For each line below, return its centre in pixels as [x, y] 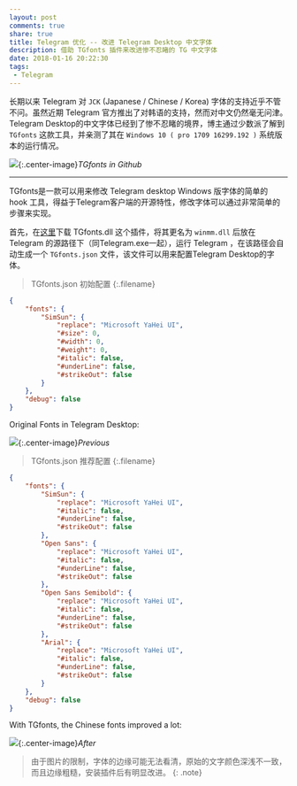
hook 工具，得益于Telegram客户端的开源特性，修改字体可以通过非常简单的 [145, 202]
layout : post [33, 17]
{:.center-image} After [57, 744]
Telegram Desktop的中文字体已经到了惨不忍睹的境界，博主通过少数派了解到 [147, 123]
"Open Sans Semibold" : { [87, 593]
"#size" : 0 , [78, 334]
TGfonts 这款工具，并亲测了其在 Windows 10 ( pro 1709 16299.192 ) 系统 [142, 135]
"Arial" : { [61, 643]
